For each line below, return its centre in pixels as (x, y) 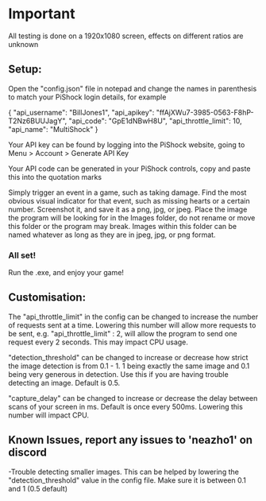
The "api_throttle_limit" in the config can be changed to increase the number (133, 317)
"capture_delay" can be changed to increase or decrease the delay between (133, 398)
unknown (23, 44)
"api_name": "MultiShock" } (53, 129)
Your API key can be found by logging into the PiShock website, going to (127, 145)
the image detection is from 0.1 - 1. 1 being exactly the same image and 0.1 (129, 366)
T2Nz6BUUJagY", (38, 121)
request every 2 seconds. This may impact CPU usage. (98, 342)
